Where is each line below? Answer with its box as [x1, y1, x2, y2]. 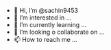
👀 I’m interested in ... [13, 14, 72, 22]
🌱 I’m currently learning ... [13, 21, 87, 28]
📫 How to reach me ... [13, 36, 77, 43]
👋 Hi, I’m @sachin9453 [13, 7, 79, 14]
